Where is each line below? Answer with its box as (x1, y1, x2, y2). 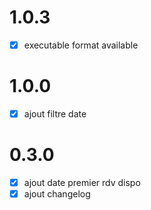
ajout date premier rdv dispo (23, 176, 141, 188)
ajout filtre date (23, 107, 87, 120)
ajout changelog (23, 188, 91, 200)
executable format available (23, 39, 139, 51)
